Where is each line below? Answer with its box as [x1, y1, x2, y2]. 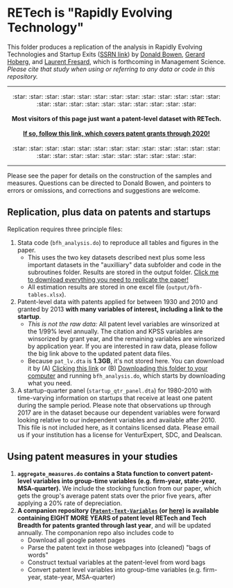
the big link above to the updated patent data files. [27, 349, 172, 358]
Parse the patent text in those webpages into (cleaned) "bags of [27, 543, 212, 551]
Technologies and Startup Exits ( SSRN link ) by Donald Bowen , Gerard [7, 50, 205, 58]
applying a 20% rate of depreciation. [17, 499, 123, 507]
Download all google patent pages [27, 536, 126, 544]
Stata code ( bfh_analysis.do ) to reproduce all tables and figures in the [17, 238, 219, 246]
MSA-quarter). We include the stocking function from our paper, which [17, 484, 222, 492]
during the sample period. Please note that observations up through [17, 401, 212, 409]
